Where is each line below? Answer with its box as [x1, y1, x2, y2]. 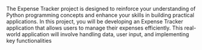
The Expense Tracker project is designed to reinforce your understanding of [6, 5, 196, 12]
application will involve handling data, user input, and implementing [21, 31, 189, 38]
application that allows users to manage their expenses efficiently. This [6, 24, 183, 31]
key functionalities [6, 37, 52, 44]
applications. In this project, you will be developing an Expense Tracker [6, 18, 183, 25]
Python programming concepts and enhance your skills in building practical [6, 11, 195, 19]
